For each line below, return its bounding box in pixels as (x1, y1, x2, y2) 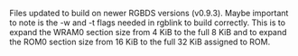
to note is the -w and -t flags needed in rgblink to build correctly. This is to (9, 17, 286, 28)
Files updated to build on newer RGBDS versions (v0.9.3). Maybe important (9, 8, 289, 18)
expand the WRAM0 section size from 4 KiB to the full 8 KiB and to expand (9, 27, 287, 37)
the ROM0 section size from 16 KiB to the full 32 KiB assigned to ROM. (9, 36, 271, 47)
